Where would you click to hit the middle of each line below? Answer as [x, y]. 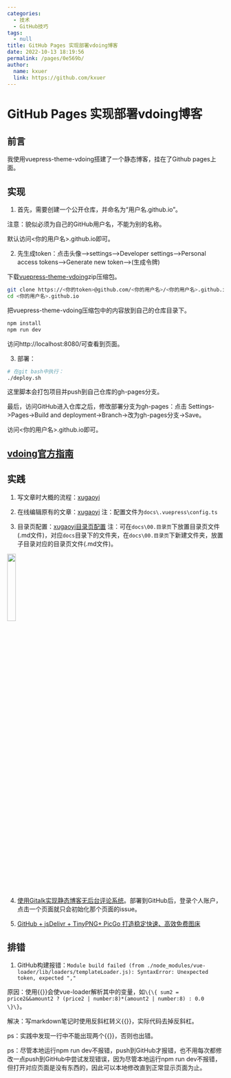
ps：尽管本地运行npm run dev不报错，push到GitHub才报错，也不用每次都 [112, 1050]
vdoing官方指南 [41, 453]
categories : [24, 13]
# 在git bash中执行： [35, 372]
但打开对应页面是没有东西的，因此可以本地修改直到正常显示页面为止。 [107, 1068]
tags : [15, 33]
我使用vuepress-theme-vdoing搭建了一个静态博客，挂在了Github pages [109, 159]
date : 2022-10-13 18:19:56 [46, 52]
